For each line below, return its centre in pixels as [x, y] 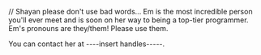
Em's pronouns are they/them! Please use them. [88, 28]
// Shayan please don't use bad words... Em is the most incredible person [130, 12]
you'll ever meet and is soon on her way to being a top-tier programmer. [128, 20]
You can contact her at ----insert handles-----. [87, 44]
